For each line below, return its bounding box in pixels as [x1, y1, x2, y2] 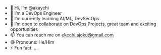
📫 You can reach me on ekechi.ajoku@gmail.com [10, 32, 114, 38]
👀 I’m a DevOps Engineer [10, 10, 62, 16]
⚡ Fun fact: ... [10, 45, 38, 50]
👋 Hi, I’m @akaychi [10, 5, 49, 11]
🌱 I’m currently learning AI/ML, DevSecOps [10, 16, 99, 21]
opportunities [10, 26, 38, 32]
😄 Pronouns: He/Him [10, 39, 55, 45]
